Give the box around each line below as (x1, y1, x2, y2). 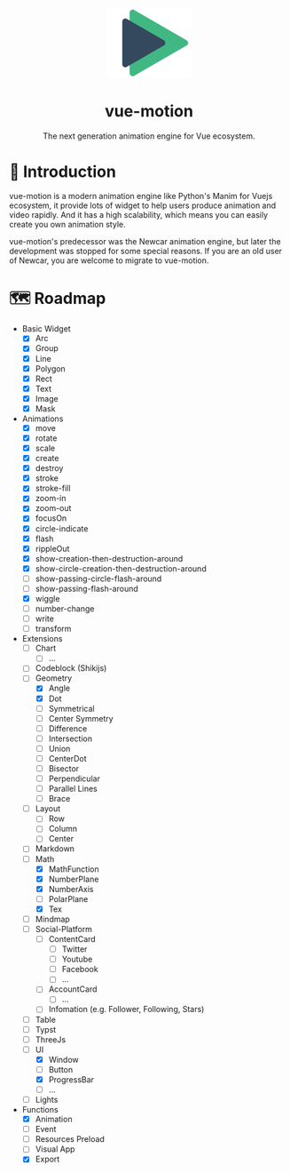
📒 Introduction (9, 162, 117, 181)
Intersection (48, 733, 93, 744)
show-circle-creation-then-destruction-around (35, 563, 207, 574)
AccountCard (48, 984, 98, 994)
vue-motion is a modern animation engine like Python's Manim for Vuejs (9, 191, 273, 202)
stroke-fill (35, 483, 71, 494)
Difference (48, 722, 88, 734)
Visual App (35, 1144, 75, 1154)
